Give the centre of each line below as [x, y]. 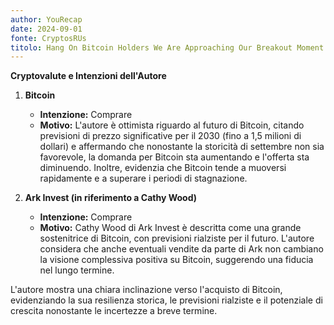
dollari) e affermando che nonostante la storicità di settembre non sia [182, 147]
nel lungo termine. [77, 270]
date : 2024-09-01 [46, 29]
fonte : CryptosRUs [48, 38]
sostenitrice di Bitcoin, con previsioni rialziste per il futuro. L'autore [177, 238]
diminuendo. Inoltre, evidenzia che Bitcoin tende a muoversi [163, 168]
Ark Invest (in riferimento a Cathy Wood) [110, 198]
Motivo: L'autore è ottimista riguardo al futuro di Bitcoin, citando [172, 125]
